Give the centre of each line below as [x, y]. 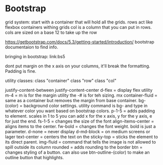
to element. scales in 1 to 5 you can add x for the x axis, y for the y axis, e [79, 116]
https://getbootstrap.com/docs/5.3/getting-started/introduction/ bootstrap [80, 41]
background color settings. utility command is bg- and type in [86, 105]
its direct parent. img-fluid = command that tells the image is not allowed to [81, 142]
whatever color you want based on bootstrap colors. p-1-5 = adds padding [80, 111]
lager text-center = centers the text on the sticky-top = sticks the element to [81, 137]
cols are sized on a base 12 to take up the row [51, 32]
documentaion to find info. [32, 47]
